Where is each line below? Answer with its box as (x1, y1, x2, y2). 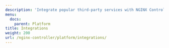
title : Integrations (5, 26, 49, 31)
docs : (10, 16, 22, 21)
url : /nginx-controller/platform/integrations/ (5, 35, 107, 40)
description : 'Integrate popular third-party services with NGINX (5, 7, 147, 12)
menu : (5, 12, 17, 17)
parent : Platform (14, 21, 51, 26)
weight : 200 (5, 30, 30, 35)
